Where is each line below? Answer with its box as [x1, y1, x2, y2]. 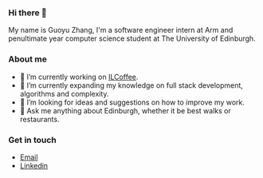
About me [8, 53, 48, 65]
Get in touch [8, 134, 57, 145]
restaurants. [19, 114, 60, 124]
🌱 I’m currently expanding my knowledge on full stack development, [19, 80, 243, 90]
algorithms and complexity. [19, 89, 109, 98]
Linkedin [19, 160, 49, 170]
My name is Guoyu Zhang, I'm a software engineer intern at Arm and [8, 26, 234, 35]
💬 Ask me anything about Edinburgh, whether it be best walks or [19, 105, 231, 115]
